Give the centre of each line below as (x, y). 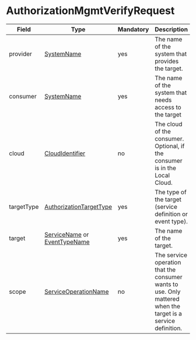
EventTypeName (67, 242)
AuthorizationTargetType (78, 207)
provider (20, 54)
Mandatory (133, 29)
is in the (165, 168)
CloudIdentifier (65, 153)
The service (171, 255)
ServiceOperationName (77, 291)
